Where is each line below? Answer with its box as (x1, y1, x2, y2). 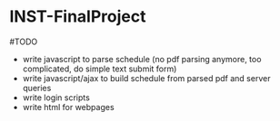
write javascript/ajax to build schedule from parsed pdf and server (22, 72, 271, 83)
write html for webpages (22, 101, 115, 112)
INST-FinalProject (9, 6, 146, 27)
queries (22, 82, 52, 93)
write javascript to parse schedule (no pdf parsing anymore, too (22, 53, 262, 64)
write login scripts (22, 92, 91, 103)
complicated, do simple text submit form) (22, 63, 177, 74)
